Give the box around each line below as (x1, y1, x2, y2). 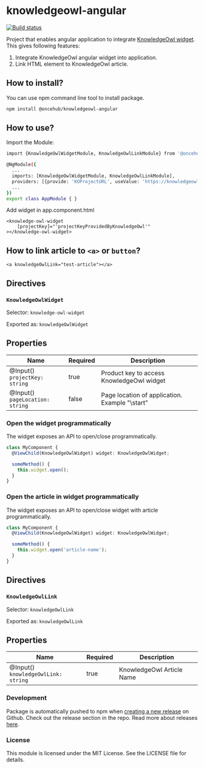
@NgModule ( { (6, 162, 36, 168)
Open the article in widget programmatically (6, 492, 140, 501)
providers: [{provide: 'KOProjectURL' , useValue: (12, 178, 140, 184)
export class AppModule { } (6, 195, 78, 201)
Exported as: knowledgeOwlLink (6, 617, 83, 624)
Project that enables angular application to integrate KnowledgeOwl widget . (6, 35, 195, 43)
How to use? (6, 123, 55, 133)
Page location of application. (101, 391, 183, 399)
